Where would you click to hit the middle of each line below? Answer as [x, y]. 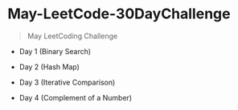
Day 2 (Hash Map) [49, 67]
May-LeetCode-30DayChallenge [119, 14]
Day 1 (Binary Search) [55, 51]
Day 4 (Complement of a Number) [76, 97]
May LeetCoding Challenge [72, 36]
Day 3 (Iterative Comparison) [67, 82]
